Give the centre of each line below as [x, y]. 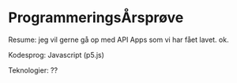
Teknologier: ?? [33, 70]
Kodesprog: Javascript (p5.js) [56, 55]
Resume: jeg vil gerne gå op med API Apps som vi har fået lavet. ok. [118, 40]
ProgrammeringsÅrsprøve [96, 18]
